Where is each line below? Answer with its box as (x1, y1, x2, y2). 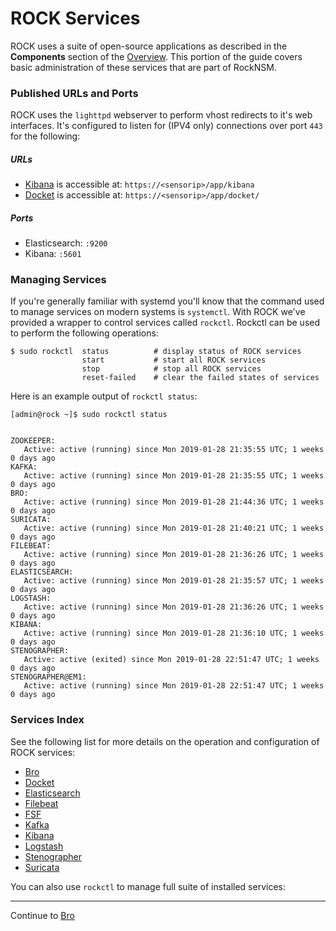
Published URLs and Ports (10, 86, 139, 100)
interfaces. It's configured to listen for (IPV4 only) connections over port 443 (10, 120, 323, 132)
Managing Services (10, 273, 107, 287)
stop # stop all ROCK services (81, 364, 262, 374)
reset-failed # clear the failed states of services (81, 373, 320, 383)
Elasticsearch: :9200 (24, 237, 108, 249)
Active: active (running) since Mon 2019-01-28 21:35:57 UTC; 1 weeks (23, 576, 325, 586)
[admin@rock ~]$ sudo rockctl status (10, 410, 168, 420)
